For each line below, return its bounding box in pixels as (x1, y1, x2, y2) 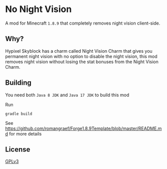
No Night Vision (5, 4, 72, 15)
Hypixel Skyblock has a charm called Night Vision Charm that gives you (5, 48, 152, 54)
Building (5, 79, 31, 87)
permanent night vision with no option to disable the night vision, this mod (5, 53, 157, 59)
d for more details (5, 130, 42, 136)
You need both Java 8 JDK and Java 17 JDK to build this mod (5, 92, 129, 98)
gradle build (5, 111, 32, 116)
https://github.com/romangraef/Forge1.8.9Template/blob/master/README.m (5, 125, 162, 131)
